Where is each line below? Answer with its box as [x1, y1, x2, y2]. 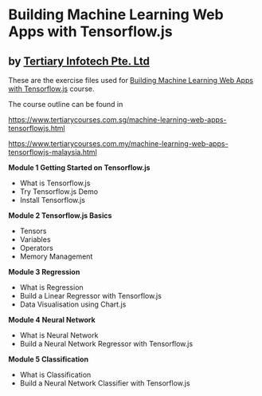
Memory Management [19, 251, 93, 261]
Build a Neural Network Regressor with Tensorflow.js [19, 339, 194, 348]
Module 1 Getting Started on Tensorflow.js [8, 163, 151, 172]
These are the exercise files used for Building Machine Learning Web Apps [8, 76, 253, 85]
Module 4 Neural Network [8, 315, 96, 324]
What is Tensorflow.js [19, 178, 91, 188]
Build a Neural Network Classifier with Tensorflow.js [19, 378, 190, 388]
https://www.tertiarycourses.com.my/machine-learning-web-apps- [8, 139, 229, 148]
